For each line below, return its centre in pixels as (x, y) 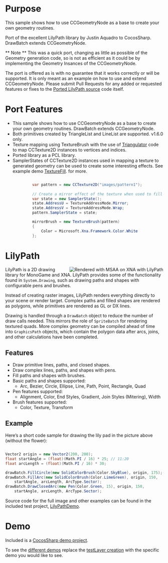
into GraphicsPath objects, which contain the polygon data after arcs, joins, (82, 332)
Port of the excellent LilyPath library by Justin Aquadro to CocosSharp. (78, 38)
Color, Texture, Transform (47, 408)
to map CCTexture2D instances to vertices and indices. (69, 150)
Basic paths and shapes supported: (49, 381)
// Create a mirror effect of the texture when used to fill (97, 194)
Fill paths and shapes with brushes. (49, 376)
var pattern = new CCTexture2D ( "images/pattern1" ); (87, 184)
